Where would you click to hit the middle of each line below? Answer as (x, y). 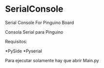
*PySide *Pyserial (24, 51)
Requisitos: (16, 41)
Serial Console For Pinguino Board (40, 23)
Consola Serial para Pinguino (34, 32)
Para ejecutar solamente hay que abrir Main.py (52, 60)
